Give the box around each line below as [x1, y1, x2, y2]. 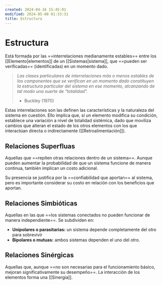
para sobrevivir [12, 232, 43, 237]
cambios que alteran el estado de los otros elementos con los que [5, 123, 137, 129]
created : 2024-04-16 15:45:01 [5, 7, 67, 12]
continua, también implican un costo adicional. [5, 165, 98, 171]
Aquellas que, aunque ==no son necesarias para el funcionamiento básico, [5, 264, 156, 270]
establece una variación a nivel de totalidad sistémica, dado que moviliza [5, 118, 151, 124]
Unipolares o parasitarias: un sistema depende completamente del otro [12, 227, 157, 232]
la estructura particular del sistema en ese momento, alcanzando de [17, 83, 155, 89]
